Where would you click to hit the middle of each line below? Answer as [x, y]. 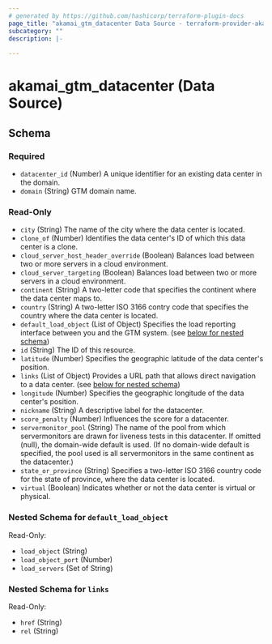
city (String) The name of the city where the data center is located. [132, 230]
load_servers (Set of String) [66, 568]
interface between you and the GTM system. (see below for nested [132, 333]
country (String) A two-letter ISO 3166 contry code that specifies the [134, 307]
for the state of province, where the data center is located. [117, 480]
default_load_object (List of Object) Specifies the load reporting [128, 324]
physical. [35, 497]
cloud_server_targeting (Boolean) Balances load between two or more [138, 273]
